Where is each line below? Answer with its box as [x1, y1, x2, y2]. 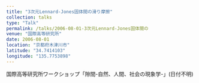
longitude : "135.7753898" [6, 53, 71, 59]
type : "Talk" [6, 20, 39, 26]
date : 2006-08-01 [6, 36, 50, 42]
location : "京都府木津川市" [6, 42, 70, 48]
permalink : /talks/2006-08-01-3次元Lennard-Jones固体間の [6, 25, 149, 32]
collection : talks [6, 14, 52, 20]
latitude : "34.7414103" [6, 48, 66, 54]
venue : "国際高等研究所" [6, 31, 62, 37]
